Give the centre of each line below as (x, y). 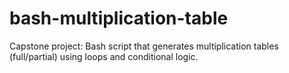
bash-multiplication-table (119, 18)
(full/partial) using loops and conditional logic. (104, 56)
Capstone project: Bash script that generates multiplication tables (144, 46)
